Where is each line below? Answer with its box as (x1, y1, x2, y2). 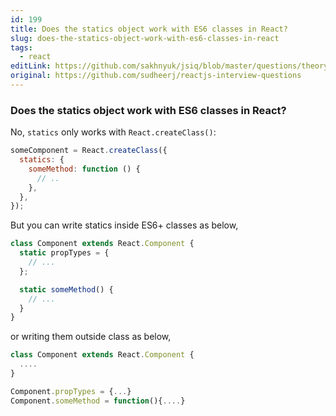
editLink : (10, 61, 52, 71)
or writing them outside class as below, (10, 331, 172, 343)
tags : (10, 42, 33, 53)
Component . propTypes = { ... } (10, 386, 132, 396)
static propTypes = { (19, 248, 110, 258)
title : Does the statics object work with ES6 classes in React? (10, 24, 288, 34)
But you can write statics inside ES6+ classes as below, (10, 219, 239, 231)
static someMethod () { (19, 284, 114, 295)
